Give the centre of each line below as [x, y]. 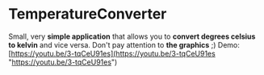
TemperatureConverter [88, 14]
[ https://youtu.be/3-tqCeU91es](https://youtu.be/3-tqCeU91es [112, 53]
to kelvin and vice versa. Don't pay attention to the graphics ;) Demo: [124, 44]
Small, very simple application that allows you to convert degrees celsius [132, 36]
